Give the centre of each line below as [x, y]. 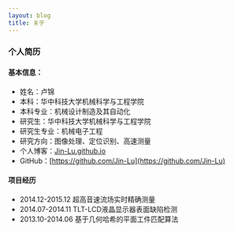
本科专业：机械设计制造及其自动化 [75, 111]
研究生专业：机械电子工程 [61, 131]
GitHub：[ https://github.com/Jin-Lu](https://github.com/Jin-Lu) [123, 161]
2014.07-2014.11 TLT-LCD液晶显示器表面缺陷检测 [98, 209]
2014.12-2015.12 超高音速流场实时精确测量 [87, 199]
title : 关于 [26, 23]
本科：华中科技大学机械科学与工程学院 [82, 101]
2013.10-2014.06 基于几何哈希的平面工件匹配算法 [99, 219]
